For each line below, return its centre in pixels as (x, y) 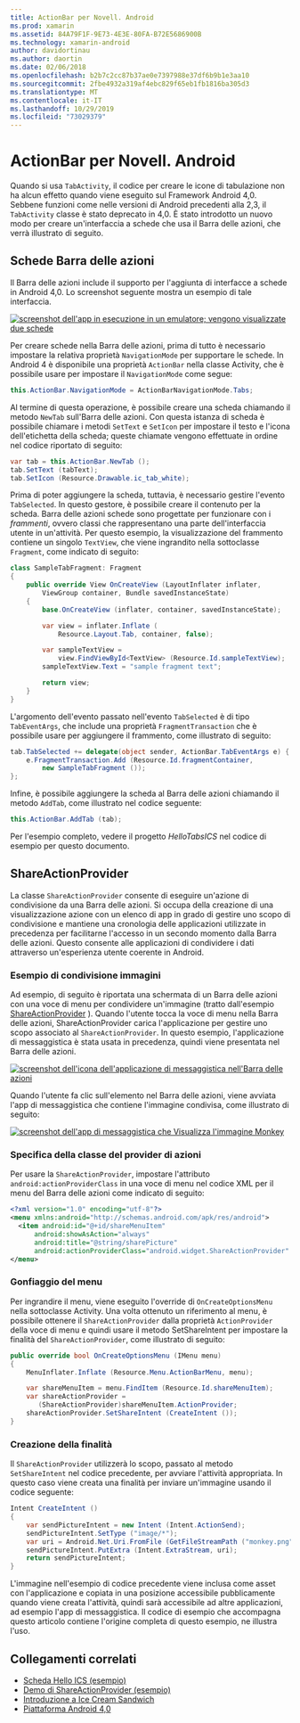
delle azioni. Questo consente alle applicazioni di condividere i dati (132, 942)
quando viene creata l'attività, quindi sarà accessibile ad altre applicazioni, (146, 1603)
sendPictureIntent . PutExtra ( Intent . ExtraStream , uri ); (132, 1550)
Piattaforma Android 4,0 (67, 1709)
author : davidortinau (50, 51)
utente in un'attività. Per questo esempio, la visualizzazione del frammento (147, 533)
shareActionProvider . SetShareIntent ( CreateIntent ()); (132, 1414)
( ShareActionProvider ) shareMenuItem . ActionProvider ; (138, 1405)
